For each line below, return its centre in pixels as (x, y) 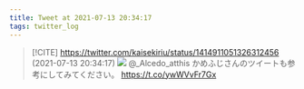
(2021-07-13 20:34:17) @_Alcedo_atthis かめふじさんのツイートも (159, 63)
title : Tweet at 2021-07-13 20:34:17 (81, 18)
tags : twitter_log (44, 26)
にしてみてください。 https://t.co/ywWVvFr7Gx (128, 74)
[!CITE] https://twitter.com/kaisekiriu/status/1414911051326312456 (155, 52)
